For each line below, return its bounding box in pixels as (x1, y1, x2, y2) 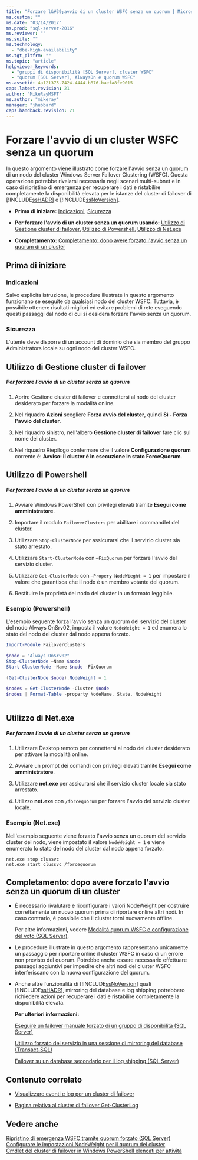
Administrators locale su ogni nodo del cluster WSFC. (6, 345, 136, 352)
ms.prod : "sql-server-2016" (6, 25, 75, 31)
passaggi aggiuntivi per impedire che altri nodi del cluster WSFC (14, 963, 171, 970)
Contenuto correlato (6, 1074, 82, 1084)
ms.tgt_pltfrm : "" (6, 53, 51, 58)
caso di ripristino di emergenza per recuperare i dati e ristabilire (6, 184, 161, 191)
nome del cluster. (14, 435, 57, 442)
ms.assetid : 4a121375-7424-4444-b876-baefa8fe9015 (6, 80, 133, 86)
